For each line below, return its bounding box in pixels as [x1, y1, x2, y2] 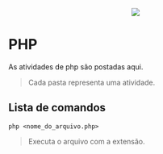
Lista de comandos [8, 101, 107, 114]
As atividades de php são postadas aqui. [8, 61, 144, 72]
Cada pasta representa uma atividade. [27, 77, 156, 87]
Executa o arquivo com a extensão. [27, 136, 145, 146]
